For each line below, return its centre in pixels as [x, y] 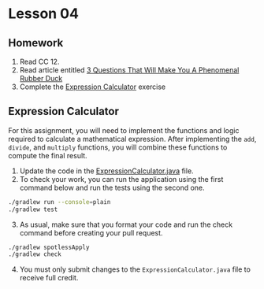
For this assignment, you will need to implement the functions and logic [124, 130]
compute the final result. [48, 155]
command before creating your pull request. [91, 232]
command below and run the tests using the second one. [112, 187]
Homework [36, 43]
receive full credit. [49, 278]
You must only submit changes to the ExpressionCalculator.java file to [135, 269]
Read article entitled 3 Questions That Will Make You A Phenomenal [129, 70]
